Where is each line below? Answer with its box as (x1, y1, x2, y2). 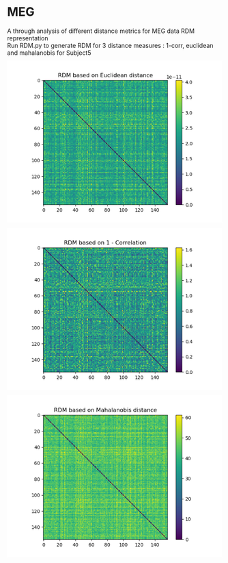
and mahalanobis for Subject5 (7, 49, 91, 57)
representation (7, 34, 48, 42)
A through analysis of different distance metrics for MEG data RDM (7, 27, 195, 35)
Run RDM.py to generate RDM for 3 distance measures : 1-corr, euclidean (7, 41, 214, 49)
